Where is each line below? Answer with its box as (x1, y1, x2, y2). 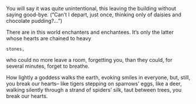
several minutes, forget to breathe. (6, 63, 90, 70)
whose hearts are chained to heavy (6, 35, 92, 41)
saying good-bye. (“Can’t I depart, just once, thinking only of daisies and (6, 11, 182, 18)
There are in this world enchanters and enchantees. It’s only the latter (6, 29, 174, 36)
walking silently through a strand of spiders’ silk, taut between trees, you (6, 86, 182, 93)
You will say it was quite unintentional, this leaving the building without (6, 5, 177, 12)
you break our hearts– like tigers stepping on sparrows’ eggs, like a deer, (6, 80, 182, 87)
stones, (6, 46, 25, 52)
